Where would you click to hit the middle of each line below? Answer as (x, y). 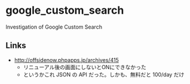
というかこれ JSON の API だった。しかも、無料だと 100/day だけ (104, 74)
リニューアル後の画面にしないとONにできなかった (85, 67)
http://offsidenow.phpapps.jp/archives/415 (66, 60)
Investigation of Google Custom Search (54, 27)
